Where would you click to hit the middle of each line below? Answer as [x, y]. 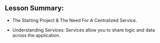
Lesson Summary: [35, 8]
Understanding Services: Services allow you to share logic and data [84, 30]
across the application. [36, 35]
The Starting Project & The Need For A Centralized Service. [75, 20]
